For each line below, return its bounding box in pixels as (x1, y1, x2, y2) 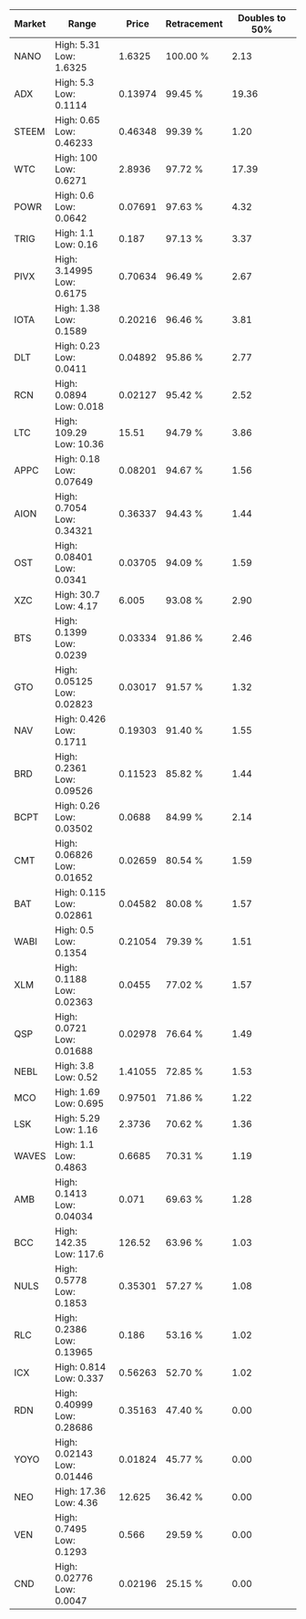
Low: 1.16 (54, 1123, 98, 1135)
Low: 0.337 (54, 1373, 105, 1384)
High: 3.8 (54, 1060, 95, 1071)
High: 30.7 (54, 589, 100, 601)
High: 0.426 (54, 713, 107, 725)
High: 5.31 (54, 38, 100, 51)
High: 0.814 (54, 1361, 107, 1373)
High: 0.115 (54, 886, 107, 898)
